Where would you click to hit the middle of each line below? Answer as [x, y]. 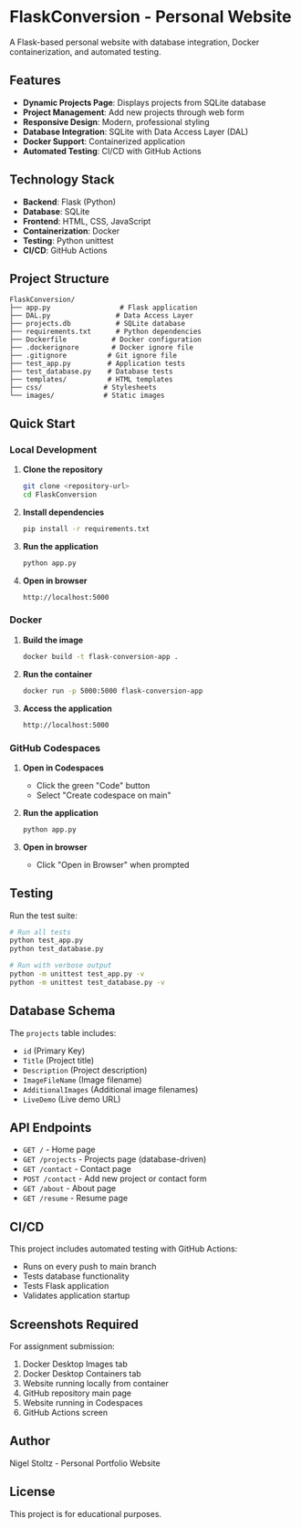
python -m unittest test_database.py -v [88, 982]
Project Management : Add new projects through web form [133, 112]
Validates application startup [76, 1296]
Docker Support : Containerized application [104, 141]
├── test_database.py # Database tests [91, 372]
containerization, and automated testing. [85, 51]
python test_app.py [47, 941]
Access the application [67, 708]
